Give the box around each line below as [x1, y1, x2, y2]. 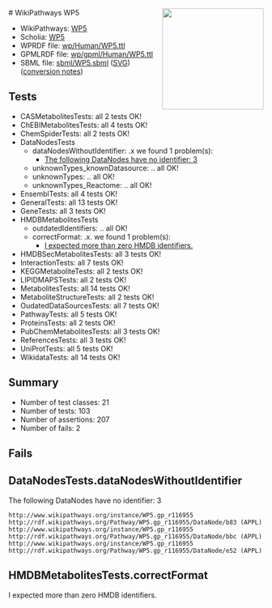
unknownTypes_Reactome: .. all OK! [32, 180, 152, 189]
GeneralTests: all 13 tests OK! [19, 198, 118, 207]
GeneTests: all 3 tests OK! [19, 206, 107, 215]
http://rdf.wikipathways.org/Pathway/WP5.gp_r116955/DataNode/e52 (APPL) [8, 546, 263, 555]
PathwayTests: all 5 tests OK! [19, 309, 117, 319]
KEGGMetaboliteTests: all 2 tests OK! [19, 266, 143, 276]
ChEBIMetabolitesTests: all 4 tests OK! [19, 120, 148, 130]
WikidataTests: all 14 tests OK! [19, 352, 121, 362]
